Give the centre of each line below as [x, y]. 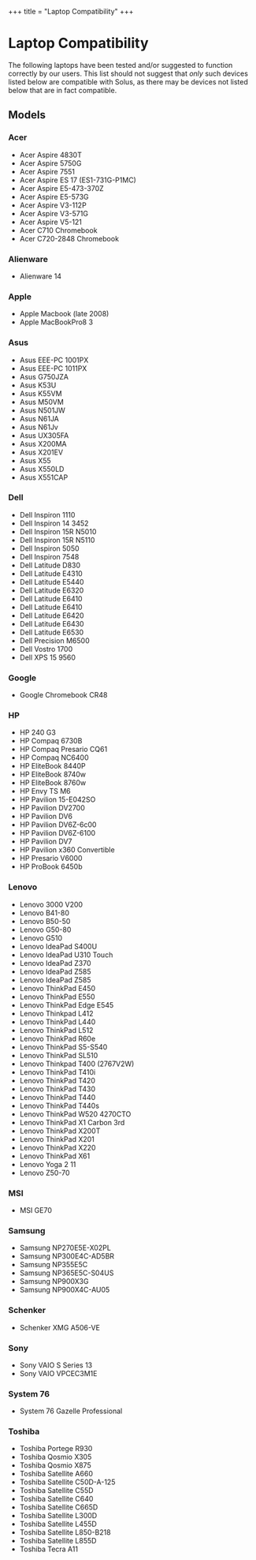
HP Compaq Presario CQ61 [63, 750]
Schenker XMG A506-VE [60, 1327]
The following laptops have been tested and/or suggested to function [121, 65]
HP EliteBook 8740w [53, 774]
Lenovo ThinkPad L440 [58, 1022]
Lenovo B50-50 [45, 921]
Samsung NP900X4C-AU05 [65, 1290]
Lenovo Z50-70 [45, 1173]
